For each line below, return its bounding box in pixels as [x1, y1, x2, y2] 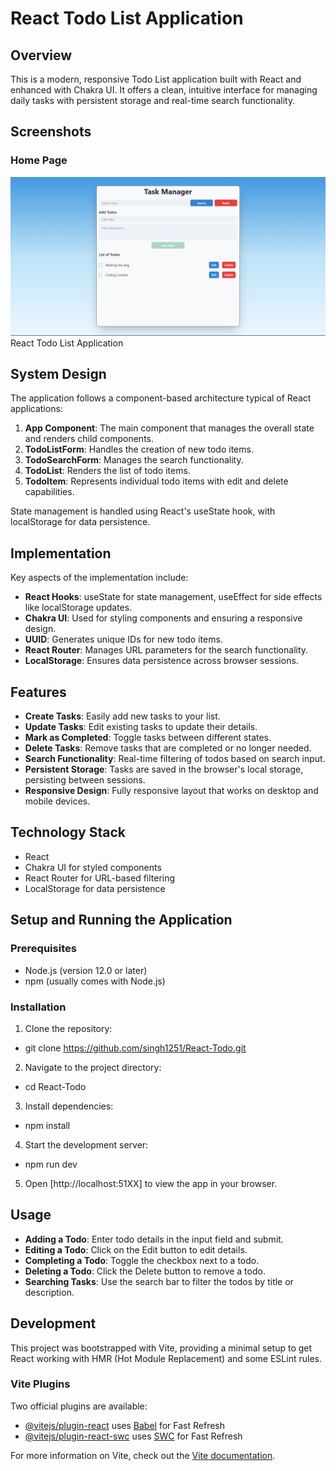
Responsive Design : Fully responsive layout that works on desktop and [24, 785, 319, 797]
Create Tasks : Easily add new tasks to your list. [24, 710, 221, 722]
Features [10, 683, 67, 701]
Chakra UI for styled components [24, 861, 162, 873]
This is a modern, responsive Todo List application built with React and [10, 73, 302, 85]
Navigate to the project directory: [24, 1061, 162, 1073]
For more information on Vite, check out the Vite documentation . [10, 1449, 276, 1461]
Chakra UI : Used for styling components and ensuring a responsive [24, 612, 303, 624]
